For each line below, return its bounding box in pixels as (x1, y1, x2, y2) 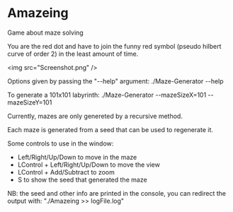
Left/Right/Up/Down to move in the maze (17, 153, 137, 161)
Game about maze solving (7, 28, 84, 37)
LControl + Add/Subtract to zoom (17, 167, 115, 176)
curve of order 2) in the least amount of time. (7, 49, 139, 58)
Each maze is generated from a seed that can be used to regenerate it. (7, 125, 214, 134)
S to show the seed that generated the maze (17, 175, 147, 184)
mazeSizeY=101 (7, 98, 52, 107)
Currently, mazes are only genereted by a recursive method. (7, 112, 183, 120)
